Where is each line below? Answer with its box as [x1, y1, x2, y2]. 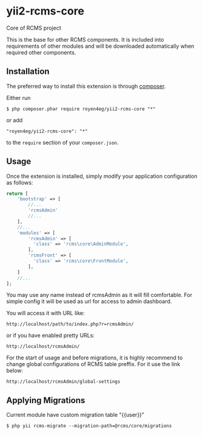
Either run [6, 94, 31, 101]
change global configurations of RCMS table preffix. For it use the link [6, 361, 181, 368]
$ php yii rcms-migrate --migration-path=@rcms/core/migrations [6, 423, 172, 429]
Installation [6, 67, 50, 77]
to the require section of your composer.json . [6, 139, 119, 146]
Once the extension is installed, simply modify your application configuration [6, 172, 198, 180]
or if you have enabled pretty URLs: [6, 332, 95, 339]
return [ [6, 191, 28, 197]
